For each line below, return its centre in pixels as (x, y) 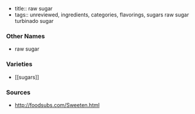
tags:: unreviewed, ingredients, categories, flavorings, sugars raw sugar (102, 15)
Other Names (26, 36)
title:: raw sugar (34, 9)
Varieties (19, 64)
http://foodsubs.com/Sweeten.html (57, 105)
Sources (18, 92)
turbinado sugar (34, 21)
